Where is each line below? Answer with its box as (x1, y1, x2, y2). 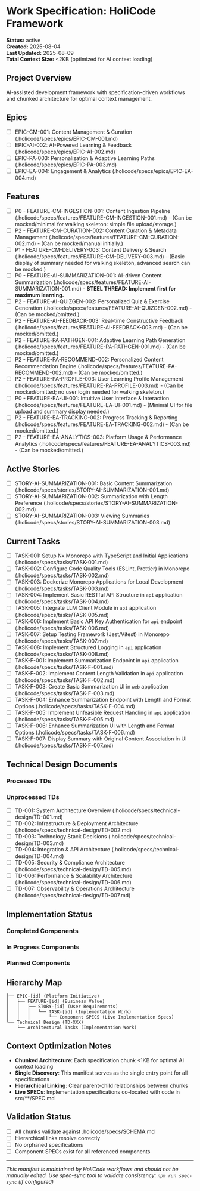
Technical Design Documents (6, 759, 118, 769)
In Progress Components (6, 943, 80, 951)
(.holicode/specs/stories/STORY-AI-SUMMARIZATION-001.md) (14, 486, 170, 493)
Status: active (6, 36, 41, 44)
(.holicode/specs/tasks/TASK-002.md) (14, 572, 110, 579)
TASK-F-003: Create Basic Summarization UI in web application (14, 683, 168, 690)
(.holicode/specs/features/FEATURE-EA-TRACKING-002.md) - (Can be (14, 421, 189, 428)
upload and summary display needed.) (14, 408, 110, 415)
